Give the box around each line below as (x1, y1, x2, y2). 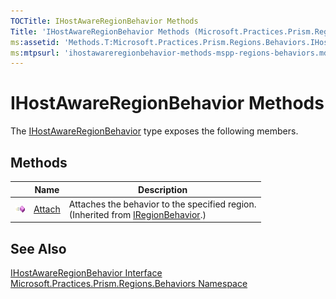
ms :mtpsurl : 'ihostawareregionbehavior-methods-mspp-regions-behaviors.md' (10, 48, 333, 58)
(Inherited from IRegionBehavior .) (68, 208, 207, 220)
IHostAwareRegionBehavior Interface (10, 267, 163, 279)
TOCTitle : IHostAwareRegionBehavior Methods (10, 16, 199, 26)
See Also (10, 240, 67, 257)
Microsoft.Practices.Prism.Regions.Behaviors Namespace (10, 278, 248, 290)
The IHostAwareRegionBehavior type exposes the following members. (10, 125, 299, 137)
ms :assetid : (10, 37, 60, 47)
